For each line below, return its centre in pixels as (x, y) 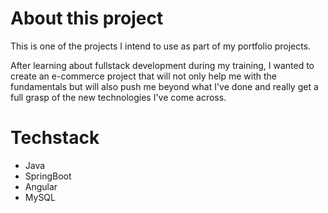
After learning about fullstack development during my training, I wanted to (162, 65)
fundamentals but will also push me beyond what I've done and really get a (164, 86)
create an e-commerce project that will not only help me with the (143, 76)
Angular (41, 186)
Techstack (55, 138)
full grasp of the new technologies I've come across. (118, 97)
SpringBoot (48, 176)
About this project (87, 18)
